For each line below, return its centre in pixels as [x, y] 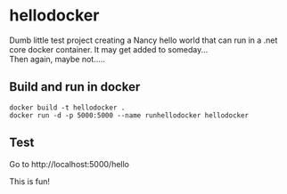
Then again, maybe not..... [57, 59]
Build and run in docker [75, 87]
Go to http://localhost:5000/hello [69, 164]
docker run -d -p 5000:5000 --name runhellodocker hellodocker [129, 115]
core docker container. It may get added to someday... [109, 49]
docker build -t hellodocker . [67, 108]
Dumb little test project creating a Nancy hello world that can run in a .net [143, 40]
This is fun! [30, 181]
